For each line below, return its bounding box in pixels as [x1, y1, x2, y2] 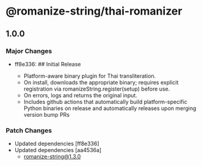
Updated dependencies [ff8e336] [14, 140, 99, 147]
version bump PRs [23, 111, 70, 118]
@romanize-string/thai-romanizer [5, 4, 182, 18]
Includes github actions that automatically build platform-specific [23, 98, 187, 105]
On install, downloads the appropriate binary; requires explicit [23, 78, 179, 86]
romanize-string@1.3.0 [23, 153, 81, 161]
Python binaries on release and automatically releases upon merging [23, 105, 197, 112]
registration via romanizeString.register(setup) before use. [23, 85, 170, 92]
